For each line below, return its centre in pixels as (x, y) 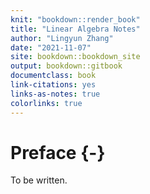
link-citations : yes (53, 85)
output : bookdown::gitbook (66, 66)
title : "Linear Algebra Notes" (75, 29)
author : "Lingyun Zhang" (62, 38)
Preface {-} (58, 152)
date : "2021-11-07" (51, 47)
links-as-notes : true (55, 94)
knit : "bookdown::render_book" (75, 19)
